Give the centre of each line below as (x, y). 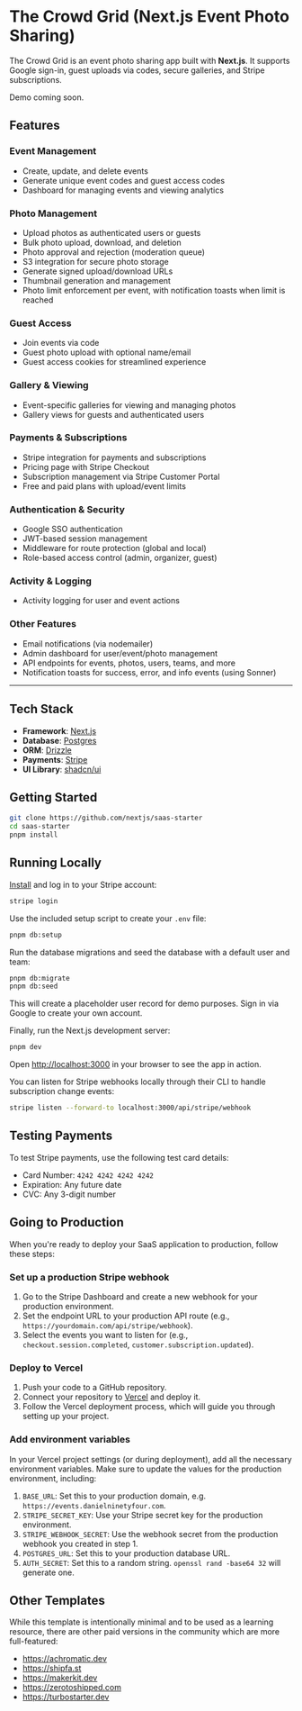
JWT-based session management (85, 539)
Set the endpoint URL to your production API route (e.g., (126, 1316)
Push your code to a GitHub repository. (94, 1388)
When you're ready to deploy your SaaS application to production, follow (144, 1244)
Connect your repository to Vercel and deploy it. (111, 1397)
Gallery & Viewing (49, 385)
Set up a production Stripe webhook (89, 1277)
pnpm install (34, 835)
